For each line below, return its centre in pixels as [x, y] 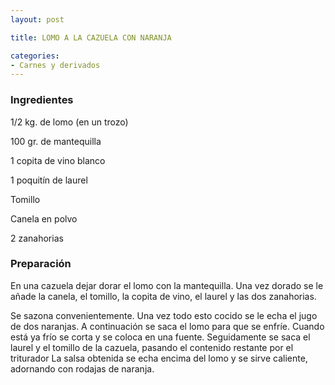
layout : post [37, 19]
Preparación [41, 264]
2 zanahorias [37, 238]
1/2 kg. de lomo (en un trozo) [69, 122]
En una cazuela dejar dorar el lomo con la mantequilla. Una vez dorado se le [167, 285]
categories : [35, 56]
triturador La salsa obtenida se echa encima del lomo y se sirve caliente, [159, 358]
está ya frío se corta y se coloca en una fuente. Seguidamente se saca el [160, 337]
